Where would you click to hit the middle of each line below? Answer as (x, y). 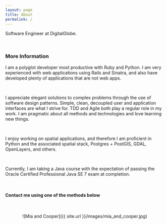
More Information (27, 56)
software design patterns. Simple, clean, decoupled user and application (81, 103)
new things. (17, 119)
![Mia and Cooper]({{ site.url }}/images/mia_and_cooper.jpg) (85, 216)
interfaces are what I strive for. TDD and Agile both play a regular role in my (83, 108)
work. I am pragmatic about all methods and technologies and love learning (83, 113)
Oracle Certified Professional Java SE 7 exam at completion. (68, 174)
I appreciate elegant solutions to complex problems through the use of (78, 97)
